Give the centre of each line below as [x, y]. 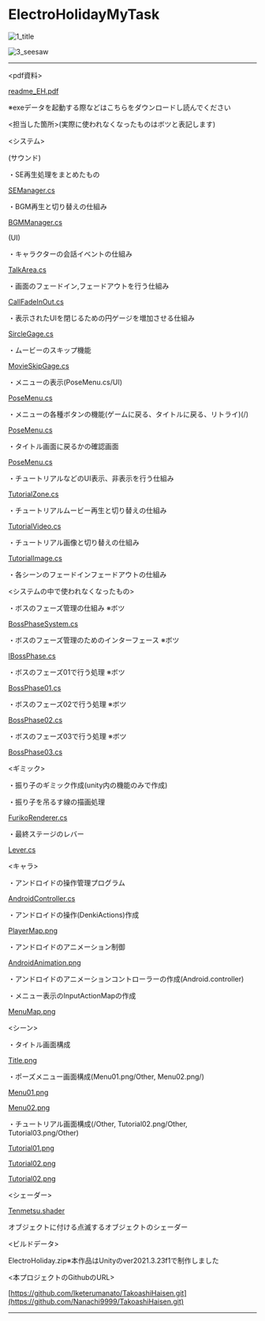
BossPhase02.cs [35, 720]
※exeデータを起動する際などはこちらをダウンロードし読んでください [119, 107]
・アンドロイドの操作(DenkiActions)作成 [74, 915]
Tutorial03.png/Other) [43, 1132]
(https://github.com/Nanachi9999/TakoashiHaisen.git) [96, 1301]
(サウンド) [25, 157]
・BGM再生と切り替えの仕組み [58, 206]
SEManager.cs [32, 190]
